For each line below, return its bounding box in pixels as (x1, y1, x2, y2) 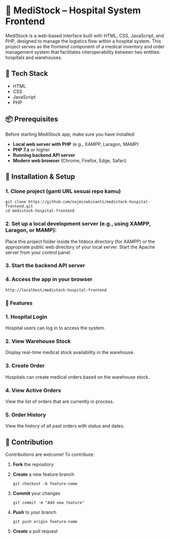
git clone (5, 199, 27, 205)
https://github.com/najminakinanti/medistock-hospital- (28, 199, 150, 205)
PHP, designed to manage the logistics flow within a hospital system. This (5, 38, 161, 44)
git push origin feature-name (12, 519, 78, 524)
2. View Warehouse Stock (5, 338, 71, 345)
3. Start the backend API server (5, 262, 85, 269)
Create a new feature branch (12, 471, 74, 477)
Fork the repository (12, 461, 54, 467)
